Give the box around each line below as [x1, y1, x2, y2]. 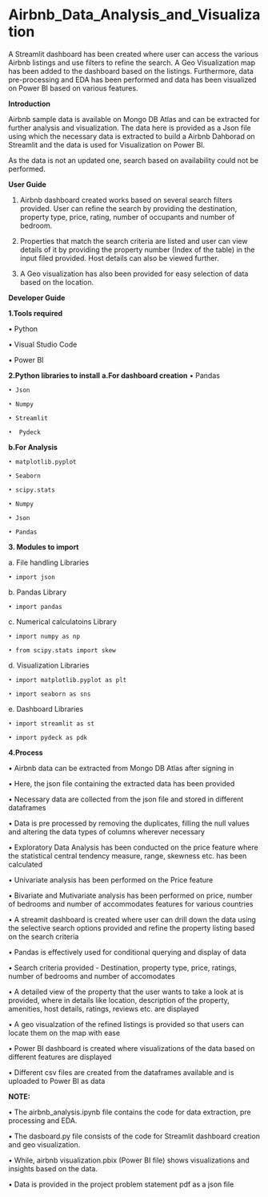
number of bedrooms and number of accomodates [8, 971, 176, 980]
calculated [8, 859, 43, 869]
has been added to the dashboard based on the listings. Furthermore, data [8, 66, 254, 75]
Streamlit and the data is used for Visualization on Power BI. [8, 140, 206, 149]
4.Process [8, 748, 43, 757]
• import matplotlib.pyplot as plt [8, 676, 127, 684]
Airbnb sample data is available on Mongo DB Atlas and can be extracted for [8, 114, 260, 124]
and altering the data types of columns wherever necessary [8, 826, 206, 836]
